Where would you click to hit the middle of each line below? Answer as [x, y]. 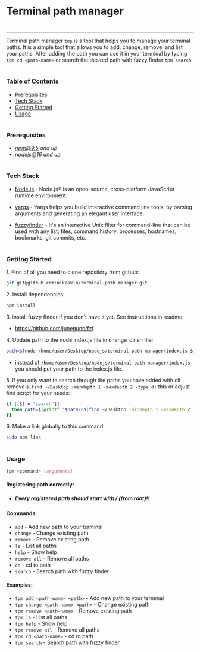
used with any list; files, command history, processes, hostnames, [96, 231]
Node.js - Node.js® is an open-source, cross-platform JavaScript [94, 189]
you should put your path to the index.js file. [69, 369]
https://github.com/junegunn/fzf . [55, 328]
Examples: [19, 585]
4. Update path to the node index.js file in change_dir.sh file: [80, 340]
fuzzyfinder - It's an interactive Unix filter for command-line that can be [102, 225]
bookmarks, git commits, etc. [50, 237]
